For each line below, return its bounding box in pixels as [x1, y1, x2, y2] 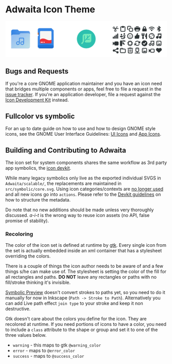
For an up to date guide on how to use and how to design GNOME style [5, 125, 156, 132]
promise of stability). [5, 217, 49, 224]
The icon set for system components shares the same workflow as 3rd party [5, 159, 167, 166]
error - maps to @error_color [12, 348, 75, 354]
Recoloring [5, 230, 33, 238]
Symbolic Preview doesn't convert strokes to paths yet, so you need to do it [5, 289, 165, 296]
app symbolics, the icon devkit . [5, 165, 71, 171]
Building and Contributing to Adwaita [5, 145, 127, 155]
